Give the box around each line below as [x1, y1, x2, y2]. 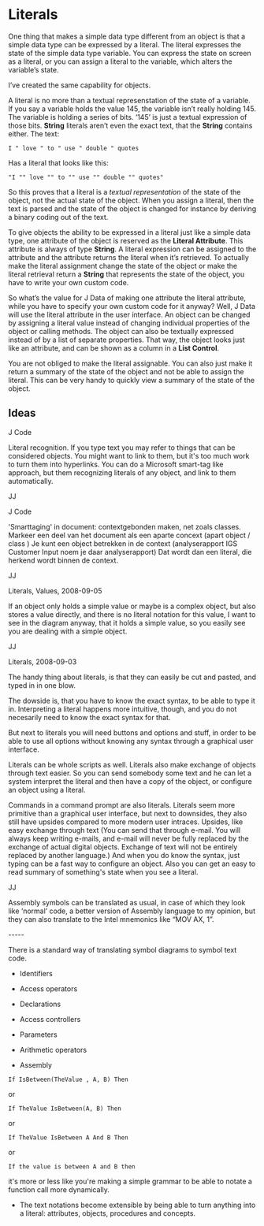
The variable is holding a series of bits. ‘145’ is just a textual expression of [8, 112, 247, 121]
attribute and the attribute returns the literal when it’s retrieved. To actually [8, 252, 250, 262]
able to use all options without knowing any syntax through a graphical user [8, 736, 254, 745]
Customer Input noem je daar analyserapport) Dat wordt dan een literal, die [8, 547, 252, 556]
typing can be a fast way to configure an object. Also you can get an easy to [8, 859, 256, 868]
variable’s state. [8, 65, 59, 74]
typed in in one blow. [8, 680, 76, 690]
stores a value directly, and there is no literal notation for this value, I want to [8, 609, 256, 619]
